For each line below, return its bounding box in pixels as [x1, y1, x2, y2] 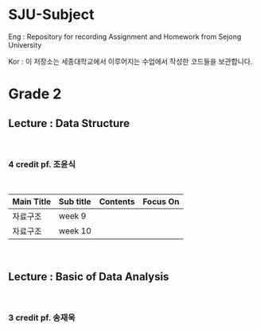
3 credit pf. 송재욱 [8, 312, 76, 323]
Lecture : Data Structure [8, 117, 130, 130]
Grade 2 [8, 85, 62, 103]
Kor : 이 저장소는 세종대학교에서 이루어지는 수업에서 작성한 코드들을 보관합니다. [8, 56, 253, 66]
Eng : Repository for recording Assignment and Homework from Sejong [8, 32, 242, 41]
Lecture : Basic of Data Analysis [8, 270, 169, 283]
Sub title [58, 196, 91, 207]
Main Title [12, 196, 52, 207]
